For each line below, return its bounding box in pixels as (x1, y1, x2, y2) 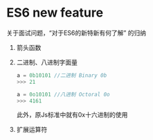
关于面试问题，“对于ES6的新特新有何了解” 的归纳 (6, 28, 147, 37)
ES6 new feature (6, 5, 104, 21)
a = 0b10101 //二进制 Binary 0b (16, 71, 107, 79)
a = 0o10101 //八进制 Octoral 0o (16, 91, 110, 98)
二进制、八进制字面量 (16, 58, 78, 67)
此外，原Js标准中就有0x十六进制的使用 (16, 111, 128, 119)
